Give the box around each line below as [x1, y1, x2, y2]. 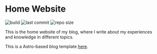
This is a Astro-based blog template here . [5, 43, 89, 49]
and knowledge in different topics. [5, 34, 74, 40]
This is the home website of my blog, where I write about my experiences [5, 29, 153, 35]
